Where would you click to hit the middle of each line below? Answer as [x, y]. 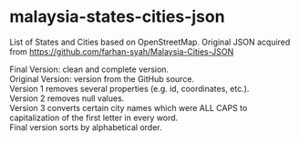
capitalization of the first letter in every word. [94, 117]
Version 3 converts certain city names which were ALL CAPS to [129, 107]
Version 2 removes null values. [67, 98]
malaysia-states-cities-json [117, 17]
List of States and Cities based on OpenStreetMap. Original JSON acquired [150, 42]
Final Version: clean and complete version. [89, 69]
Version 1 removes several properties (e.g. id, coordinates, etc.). [129, 88]
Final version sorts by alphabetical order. [86, 127]
